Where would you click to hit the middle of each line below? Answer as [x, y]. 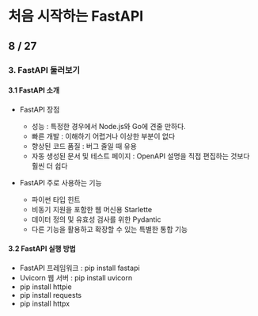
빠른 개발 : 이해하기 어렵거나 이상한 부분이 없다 [103, 136]
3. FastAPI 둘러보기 [44, 70]
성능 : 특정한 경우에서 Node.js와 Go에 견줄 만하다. [108, 126]
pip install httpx [44, 303]
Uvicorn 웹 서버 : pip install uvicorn [76, 277]
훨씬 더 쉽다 [49, 166]
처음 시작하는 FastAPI [76, 16]
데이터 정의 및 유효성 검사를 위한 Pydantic [96, 219]
